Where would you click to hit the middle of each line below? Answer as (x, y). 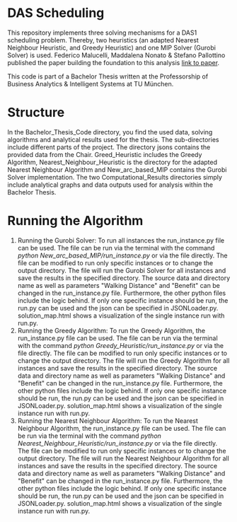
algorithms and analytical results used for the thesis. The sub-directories (113, 139)
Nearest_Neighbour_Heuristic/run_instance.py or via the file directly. (117, 443)
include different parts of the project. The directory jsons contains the (109, 147)
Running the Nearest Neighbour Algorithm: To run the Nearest (108, 420)
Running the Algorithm (75, 221)
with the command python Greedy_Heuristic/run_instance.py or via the (121, 345)
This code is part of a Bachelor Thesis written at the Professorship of (108, 76)
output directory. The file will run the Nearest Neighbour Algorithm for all (123, 458)
